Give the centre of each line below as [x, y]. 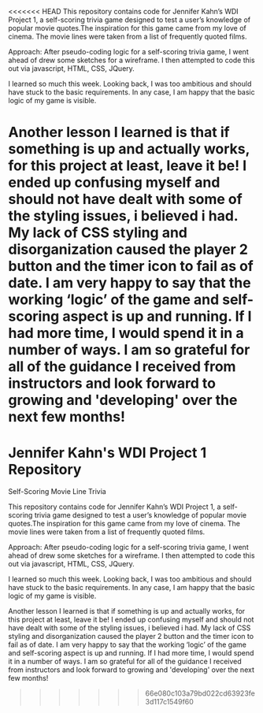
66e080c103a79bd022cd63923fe [200, 693]
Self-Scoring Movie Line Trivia [57, 492]
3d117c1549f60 [170, 702]
